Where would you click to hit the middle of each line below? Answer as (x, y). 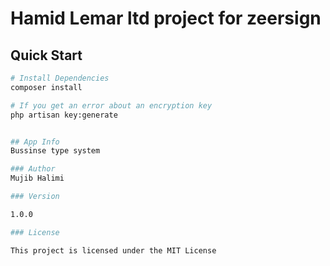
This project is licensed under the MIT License (113, 250)
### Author (33, 169)
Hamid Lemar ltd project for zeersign (166, 18)
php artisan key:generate (64, 115)
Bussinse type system (55, 151)
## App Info (35, 142)
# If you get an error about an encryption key (111, 105)
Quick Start (46, 55)
